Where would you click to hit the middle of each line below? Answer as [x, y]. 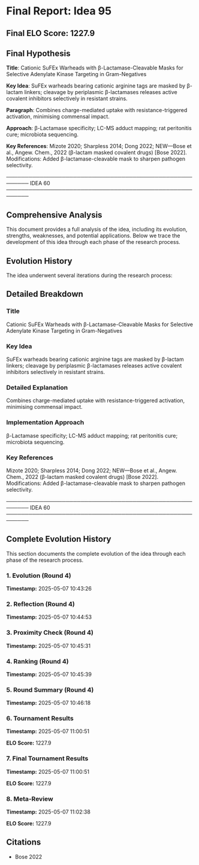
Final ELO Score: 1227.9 [51, 33]
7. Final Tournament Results [47, 758]
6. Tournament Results [40, 719]
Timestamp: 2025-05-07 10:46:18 [49, 703]
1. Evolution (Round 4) [39, 575]
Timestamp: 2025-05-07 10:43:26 [49, 588]
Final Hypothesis [38, 53]
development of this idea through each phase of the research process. [94, 242]
